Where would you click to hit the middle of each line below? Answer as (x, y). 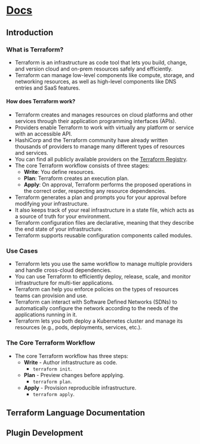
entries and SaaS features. (47, 88)
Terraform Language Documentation (76, 413)
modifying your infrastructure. (52, 204)
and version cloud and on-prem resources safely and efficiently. (94, 69)
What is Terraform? (35, 50)
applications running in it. (46, 315)
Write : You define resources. (59, 172)
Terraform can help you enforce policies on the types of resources (97, 289)
